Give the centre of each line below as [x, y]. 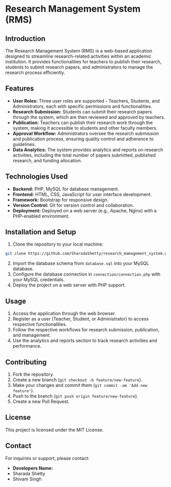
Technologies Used [36, 177]
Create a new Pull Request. [41, 401]
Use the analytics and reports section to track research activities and [85, 340]
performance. [27, 346]
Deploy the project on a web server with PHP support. [69, 285]
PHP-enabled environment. [41, 216]
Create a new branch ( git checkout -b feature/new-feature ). [77, 380]
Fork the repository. [33, 374]
